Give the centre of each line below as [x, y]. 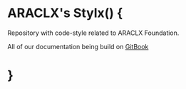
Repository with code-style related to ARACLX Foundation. [93, 33]
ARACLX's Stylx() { [65, 13]
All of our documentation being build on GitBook [78, 46]
